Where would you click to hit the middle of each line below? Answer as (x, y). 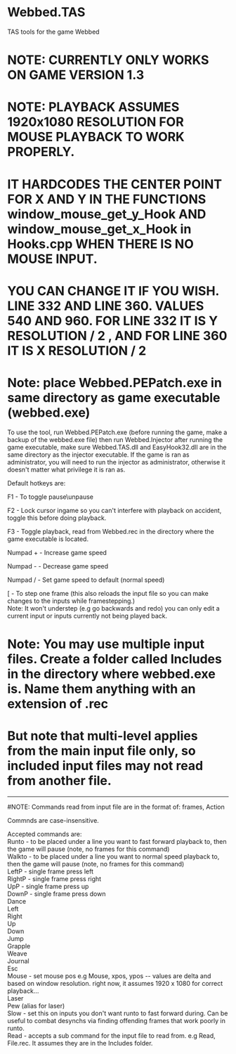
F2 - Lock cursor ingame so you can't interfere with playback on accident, (114, 510)
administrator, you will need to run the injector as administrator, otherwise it (117, 462)
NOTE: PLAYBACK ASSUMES (93, 107)
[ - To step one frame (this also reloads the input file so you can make (108, 593)
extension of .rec (58, 704)
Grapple (19, 946)
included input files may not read (105, 766)
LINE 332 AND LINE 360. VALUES (106, 306)
